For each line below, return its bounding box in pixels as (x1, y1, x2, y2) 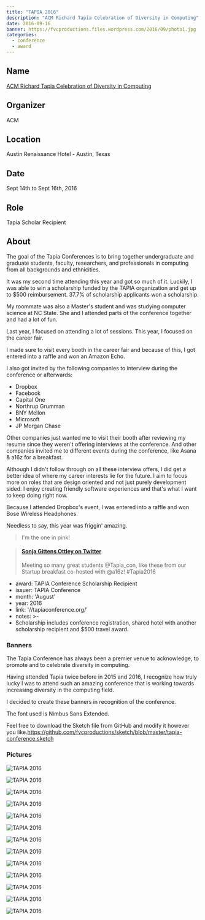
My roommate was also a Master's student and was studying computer (6, 302, 186, 310)
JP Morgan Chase (15, 422, 61, 429)
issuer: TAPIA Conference (15, 586, 81, 593)
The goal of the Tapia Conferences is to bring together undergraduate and (6, 252, 195, 260)
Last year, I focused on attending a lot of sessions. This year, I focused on (6, 327, 193, 335)
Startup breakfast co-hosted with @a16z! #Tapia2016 (21, 567, 157, 575)
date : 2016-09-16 (6, 20, 51, 26)
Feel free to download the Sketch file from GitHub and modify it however (6, 722, 190, 730)
